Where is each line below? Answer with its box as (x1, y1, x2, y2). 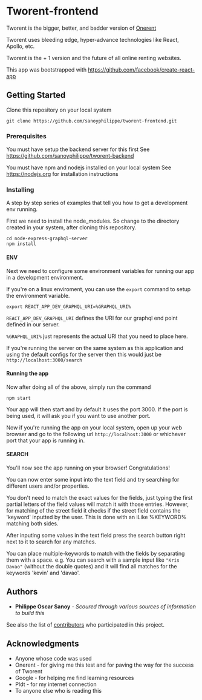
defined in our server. (6, 320, 60, 328)
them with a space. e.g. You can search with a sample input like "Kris (6, 556, 180, 564)
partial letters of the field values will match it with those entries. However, (6, 500, 189, 508)
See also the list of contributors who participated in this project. (6, 621, 165, 628)
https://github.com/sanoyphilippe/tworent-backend (6, 152, 134, 160)
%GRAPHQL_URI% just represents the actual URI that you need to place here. (6, 332, 189, 340)
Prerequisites (6, 132, 47, 140)
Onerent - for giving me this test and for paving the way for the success (15, 661, 194, 668)
